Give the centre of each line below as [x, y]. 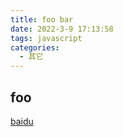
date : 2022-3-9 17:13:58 [62, 29]
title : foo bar [42, 19]
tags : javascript [46, 38]
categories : [35, 47]
